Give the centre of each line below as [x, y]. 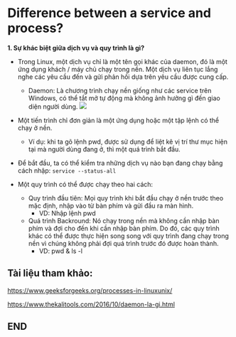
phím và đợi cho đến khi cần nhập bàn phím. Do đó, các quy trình [124, 228]
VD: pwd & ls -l [61, 251]
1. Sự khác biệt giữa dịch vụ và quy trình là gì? [76, 48]
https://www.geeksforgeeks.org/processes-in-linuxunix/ [90, 290]
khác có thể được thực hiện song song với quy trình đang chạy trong [128, 235]
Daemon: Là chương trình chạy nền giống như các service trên [120, 90]
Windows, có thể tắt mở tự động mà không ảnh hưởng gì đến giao [124, 98]
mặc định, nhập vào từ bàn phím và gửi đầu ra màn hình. [111, 205]
